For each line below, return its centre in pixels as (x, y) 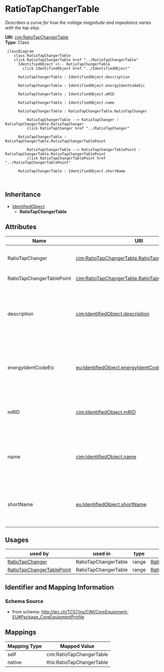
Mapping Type (25, 646)
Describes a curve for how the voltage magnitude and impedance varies (78, 22)
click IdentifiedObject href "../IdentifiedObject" (76, 68)
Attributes (21, 227)
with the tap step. (23, 27)
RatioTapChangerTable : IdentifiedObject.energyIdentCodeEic (82, 86)
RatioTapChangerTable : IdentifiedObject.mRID (66, 94)
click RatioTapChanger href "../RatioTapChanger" (78, 128)
